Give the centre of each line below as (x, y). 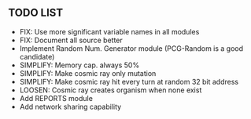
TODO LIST (36, 13)
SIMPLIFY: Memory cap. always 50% (79, 65)
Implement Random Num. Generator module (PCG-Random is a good (131, 48)
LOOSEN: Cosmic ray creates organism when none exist (111, 90)
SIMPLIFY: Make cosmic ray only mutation (88, 73)
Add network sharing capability (70, 106)
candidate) (37, 56)
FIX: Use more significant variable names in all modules (109, 31)
